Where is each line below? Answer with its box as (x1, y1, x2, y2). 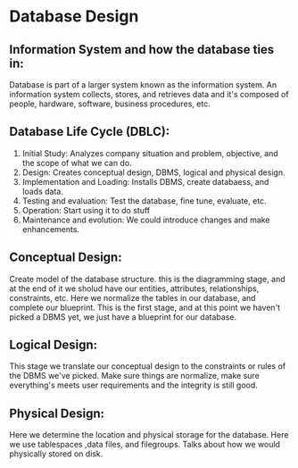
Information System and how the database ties (9, 42, 275, 57)
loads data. (21, 186, 64, 196)
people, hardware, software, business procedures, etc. (9, 98, 211, 109)
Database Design (9, 6, 139, 27)
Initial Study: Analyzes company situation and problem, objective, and (21, 147, 278, 158)
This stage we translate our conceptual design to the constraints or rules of (9, 361, 286, 372)
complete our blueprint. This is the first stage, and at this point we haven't (9, 302, 281, 313)
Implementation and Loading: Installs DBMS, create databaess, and (21, 176, 269, 187)
